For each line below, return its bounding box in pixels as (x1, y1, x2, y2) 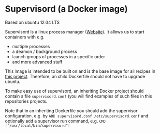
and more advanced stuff (12, 59, 63, 65)
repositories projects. (5, 98, 47, 104)
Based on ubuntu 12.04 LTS (5, 19, 60, 25)
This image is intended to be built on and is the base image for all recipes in (5, 68, 156, 74)
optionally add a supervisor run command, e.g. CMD (5, 118, 106, 124)
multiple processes (12, 43, 50, 49)
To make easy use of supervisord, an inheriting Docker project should (5, 88, 144, 94)
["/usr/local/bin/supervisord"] (5, 123, 70, 128)
